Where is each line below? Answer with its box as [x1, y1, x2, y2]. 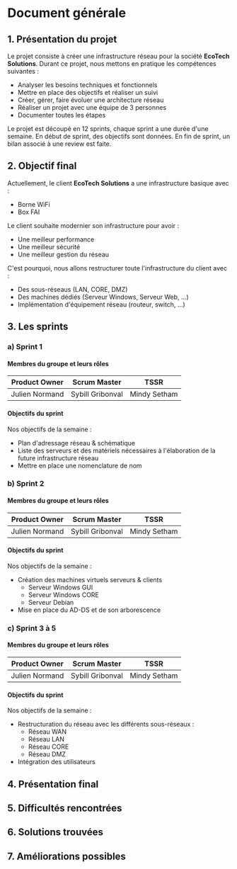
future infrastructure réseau [17, 453, 99, 462]
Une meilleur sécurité [17, 242, 81, 251]
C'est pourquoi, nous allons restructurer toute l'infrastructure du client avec [7, 263, 228, 272]
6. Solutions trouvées [7, 827, 104, 839]
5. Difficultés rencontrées [7, 802, 122, 814]
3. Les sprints [7, 321, 69, 333]
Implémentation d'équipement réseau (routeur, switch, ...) [17, 300, 185, 309]
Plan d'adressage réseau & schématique [17, 438, 136, 447]
